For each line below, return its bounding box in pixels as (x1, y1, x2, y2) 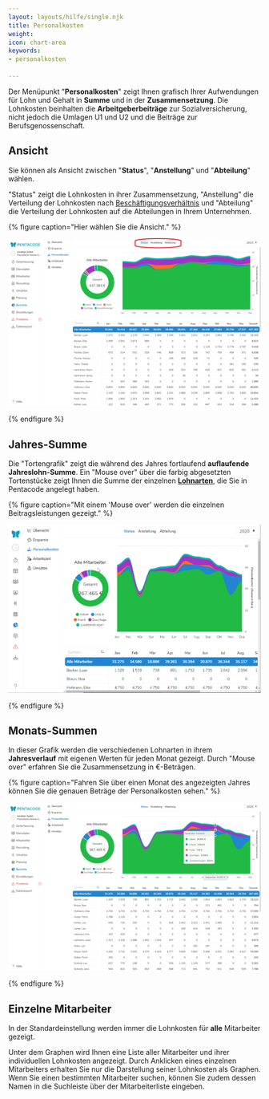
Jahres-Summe (8, 437, 88, 451)
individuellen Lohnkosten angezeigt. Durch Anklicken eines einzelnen (8, 1056, 237, 1065)
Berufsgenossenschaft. (8, 120, 86, 130)
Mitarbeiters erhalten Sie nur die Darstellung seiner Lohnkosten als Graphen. (8, 1064, 261, 1074)
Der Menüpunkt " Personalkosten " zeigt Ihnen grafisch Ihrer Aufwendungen (8, 87, 259, 96)
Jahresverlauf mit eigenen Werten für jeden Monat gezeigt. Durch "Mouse (8, 754, 255, 764)
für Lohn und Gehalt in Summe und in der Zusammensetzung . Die (8, 95, 229, 104)
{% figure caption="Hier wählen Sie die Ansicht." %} (8, 221, 182, 232)
